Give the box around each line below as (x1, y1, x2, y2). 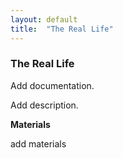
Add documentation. (10, 79, 95, 91)
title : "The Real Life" (10, 24, 114, 34)
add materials (10, 137, 67, 150)
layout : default (10, 14, 78, 25)
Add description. (10, 99, 79, 111)
